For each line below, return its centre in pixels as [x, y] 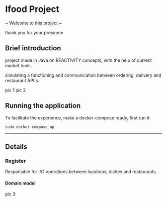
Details [16, 147]
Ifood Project [32, 9]
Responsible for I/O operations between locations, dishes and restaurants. [81, 172]
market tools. [19, 65]
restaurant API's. [22, 80]
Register [16, 161]
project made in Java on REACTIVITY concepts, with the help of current [79, 60]
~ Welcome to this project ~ [34, 23]
